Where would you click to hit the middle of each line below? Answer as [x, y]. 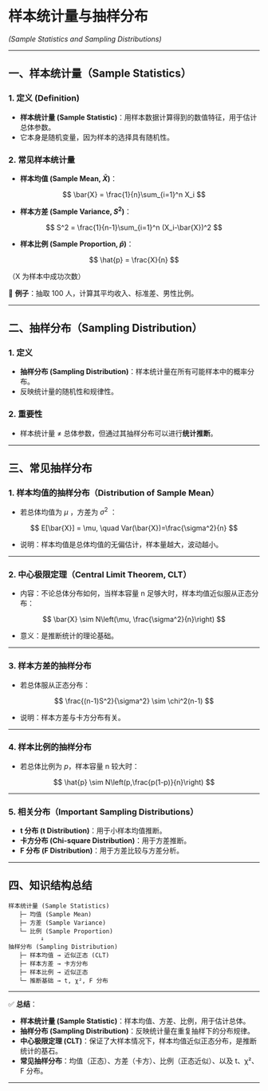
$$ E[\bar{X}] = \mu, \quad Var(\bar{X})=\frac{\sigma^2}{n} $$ [134, 528]
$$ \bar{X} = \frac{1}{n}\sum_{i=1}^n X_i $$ [134, 194]
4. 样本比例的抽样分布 [50, 747]
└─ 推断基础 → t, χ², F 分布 [64, 981]
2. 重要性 [26, 414]
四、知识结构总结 [50, 886]
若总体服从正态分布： [55, 685]
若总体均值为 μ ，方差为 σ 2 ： [68, 511]
